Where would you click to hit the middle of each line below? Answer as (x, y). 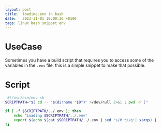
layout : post (18, 9)
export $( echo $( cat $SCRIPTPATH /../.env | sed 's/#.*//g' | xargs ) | (85, 120)
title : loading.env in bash (34, 14)
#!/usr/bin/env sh (26, 98)
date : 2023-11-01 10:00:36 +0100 (41, 18)
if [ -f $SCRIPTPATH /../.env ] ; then (43, 111)
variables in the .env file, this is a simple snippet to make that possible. (75, 65)
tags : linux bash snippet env (36, 23)
